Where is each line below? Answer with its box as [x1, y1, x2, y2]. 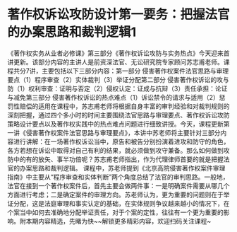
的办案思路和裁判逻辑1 [7, 24, 137, 40]
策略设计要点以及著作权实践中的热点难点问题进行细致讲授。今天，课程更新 [7, 120, 224, 128]
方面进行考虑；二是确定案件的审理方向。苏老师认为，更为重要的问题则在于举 [7, 190, 230, 199]
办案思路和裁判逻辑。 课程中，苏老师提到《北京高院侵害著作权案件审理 [19, 163, 226, 172]
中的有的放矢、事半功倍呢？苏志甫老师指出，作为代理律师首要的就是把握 [13, 155, 224, 163]
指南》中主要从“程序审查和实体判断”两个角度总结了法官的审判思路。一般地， [7, 173, 229, 181]
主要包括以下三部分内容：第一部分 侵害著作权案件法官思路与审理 [41, 66, 229, 75]
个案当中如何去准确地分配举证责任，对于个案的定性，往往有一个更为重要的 [7, 208, 224, 216]
